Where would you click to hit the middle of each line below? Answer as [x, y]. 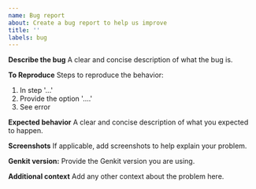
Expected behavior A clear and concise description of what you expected [128, 122]
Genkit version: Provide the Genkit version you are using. [102, 161]
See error [35, 107]
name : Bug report [37, 15]
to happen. [26, 131]
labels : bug [28, 37]
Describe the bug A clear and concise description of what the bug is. [121, 60]
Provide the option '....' [56, 98]
